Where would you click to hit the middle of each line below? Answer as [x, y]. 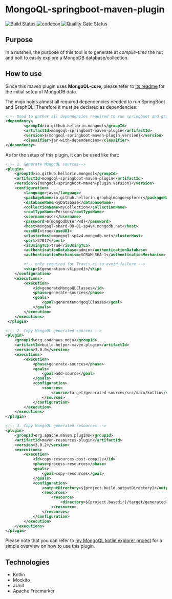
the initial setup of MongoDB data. [41, 91]
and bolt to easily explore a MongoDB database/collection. [67, 57]
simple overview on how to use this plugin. [50, 546]
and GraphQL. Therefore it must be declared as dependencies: [71, 107]
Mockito [21, 580]
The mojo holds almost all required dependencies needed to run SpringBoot [85, 102]
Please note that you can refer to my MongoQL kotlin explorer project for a [84, 540]
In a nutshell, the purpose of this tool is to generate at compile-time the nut [84, 52]
